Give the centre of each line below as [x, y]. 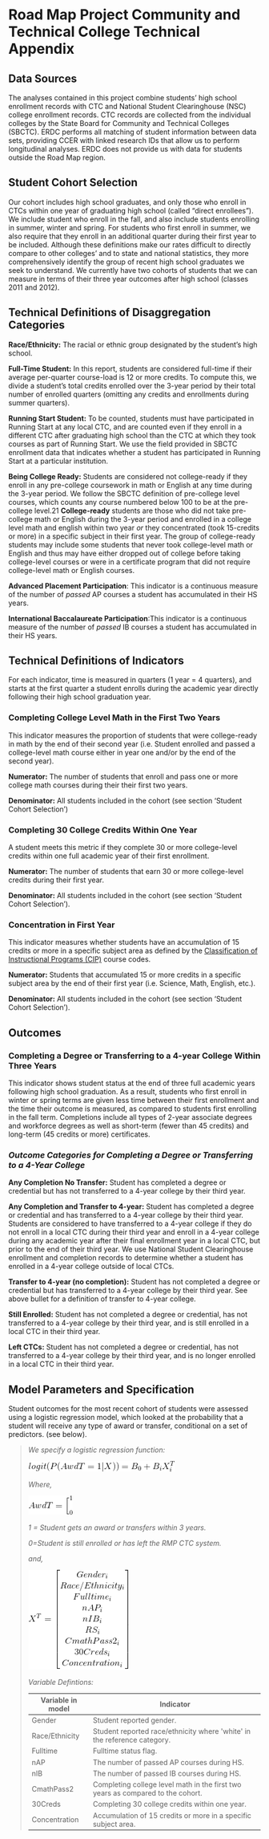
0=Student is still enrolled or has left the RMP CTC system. [124, 1544]
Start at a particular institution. [58, 461]
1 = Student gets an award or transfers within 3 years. [117, 1528]
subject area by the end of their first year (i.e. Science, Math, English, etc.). [132, 983]
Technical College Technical [104, 32]
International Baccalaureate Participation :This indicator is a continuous [128, 618]
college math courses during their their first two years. [98, 785]
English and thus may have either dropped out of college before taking [124, 553]
